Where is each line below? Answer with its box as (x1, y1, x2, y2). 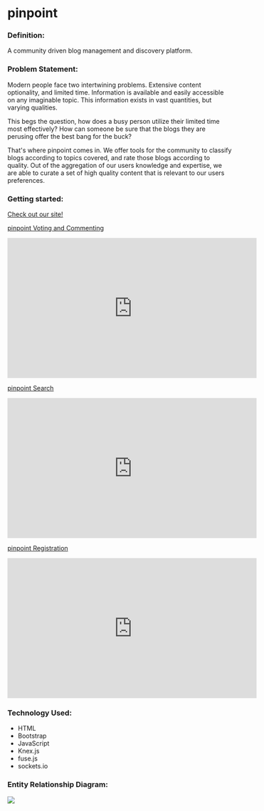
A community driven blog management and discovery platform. (7, 46, 193, 55)
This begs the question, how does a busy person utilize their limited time (7, 117, 220, 125)
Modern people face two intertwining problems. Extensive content (7, 80, 201, 89)
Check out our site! (7, 210, 63, 218)
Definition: (7, 31, 45, 41)
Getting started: (7, 194, 64, 203)
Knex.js (17, 747, 40, 756)
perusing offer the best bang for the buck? (7, 132, 132, 140)
